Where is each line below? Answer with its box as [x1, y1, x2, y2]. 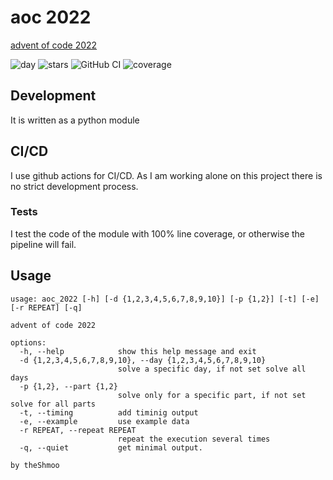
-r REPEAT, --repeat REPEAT [19, 425, 137, 435]
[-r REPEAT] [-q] [10, 302, 83, 313]
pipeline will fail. [10, 238, 77, 250]
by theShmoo [10, 460, 60, 470]
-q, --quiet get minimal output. [19, 442, 203, 453]
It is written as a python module [10, 114, 140, 126]
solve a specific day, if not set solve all [117, 364, 307, 374]
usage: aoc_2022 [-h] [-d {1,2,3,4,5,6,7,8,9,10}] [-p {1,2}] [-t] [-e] [10, 294, 320, 304]
